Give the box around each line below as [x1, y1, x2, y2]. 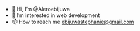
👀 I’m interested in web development [11, 12, 100, 19]
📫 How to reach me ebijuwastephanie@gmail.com [11, 18, 134, 25]
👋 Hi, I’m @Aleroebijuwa [11, 6, 70, 12]
